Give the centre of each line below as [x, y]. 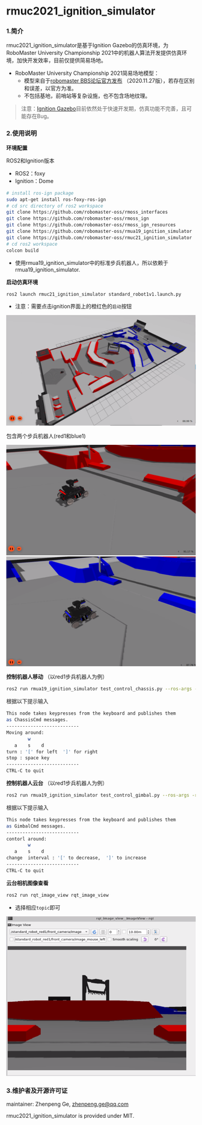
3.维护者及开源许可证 [37, 1091]
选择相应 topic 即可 [38, 907]
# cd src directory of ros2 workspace [55, 206]
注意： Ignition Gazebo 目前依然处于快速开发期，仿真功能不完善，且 [104, 109]
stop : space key [28, 758]
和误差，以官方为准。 [50, 88]
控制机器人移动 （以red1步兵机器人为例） [57, 677]
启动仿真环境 [22, 282]
